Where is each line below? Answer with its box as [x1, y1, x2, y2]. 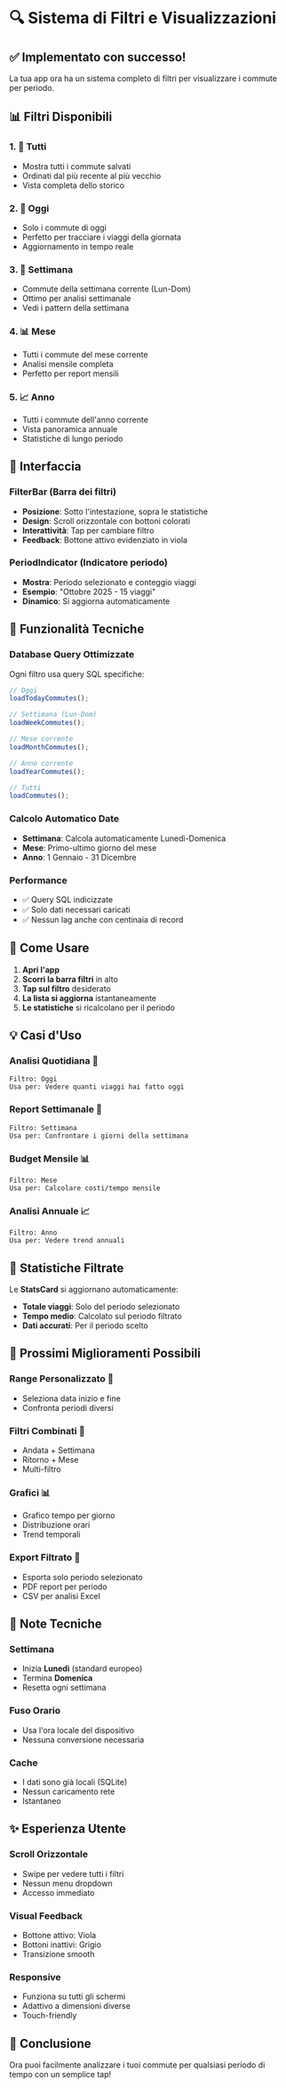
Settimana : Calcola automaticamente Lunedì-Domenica [21, 833, 226, 844]
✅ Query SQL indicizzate [21, 893, 114, 905]
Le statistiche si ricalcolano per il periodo [21, 1002, 176, 1013]
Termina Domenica [21, 1673, 93, 1684]
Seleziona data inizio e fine [21, 1392, 122, 1404]
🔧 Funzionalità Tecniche [9, 622, 145, 637]
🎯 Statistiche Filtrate [9, 1260, 124, 1276]
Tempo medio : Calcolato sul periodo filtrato [21, 1311, 182, 1322]
